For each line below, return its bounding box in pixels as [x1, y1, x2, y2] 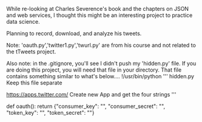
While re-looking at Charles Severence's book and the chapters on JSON [6, 5, 189, 12]
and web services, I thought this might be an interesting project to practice [6, 12, 193, 19]
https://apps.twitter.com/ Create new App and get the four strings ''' [6, 91, 177, 98]
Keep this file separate [6, 79, 62, 86]
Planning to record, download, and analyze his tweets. [6, 30, 142, 37]
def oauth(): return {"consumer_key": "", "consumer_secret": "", [6, 103, 166, 110]
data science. [6, 18, 41, 25]
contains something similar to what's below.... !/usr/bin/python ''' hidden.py [6, 73, 195, 80]
